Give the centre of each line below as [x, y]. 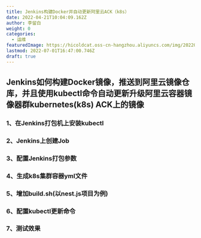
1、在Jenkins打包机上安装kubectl [55, 123]
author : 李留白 [24, 23]
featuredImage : [25, 46]
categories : [21, 34]
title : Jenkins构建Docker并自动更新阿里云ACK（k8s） [68, 12]
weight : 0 [19, 28]
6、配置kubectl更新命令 [41, 211]
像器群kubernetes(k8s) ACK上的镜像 [75, 105]
